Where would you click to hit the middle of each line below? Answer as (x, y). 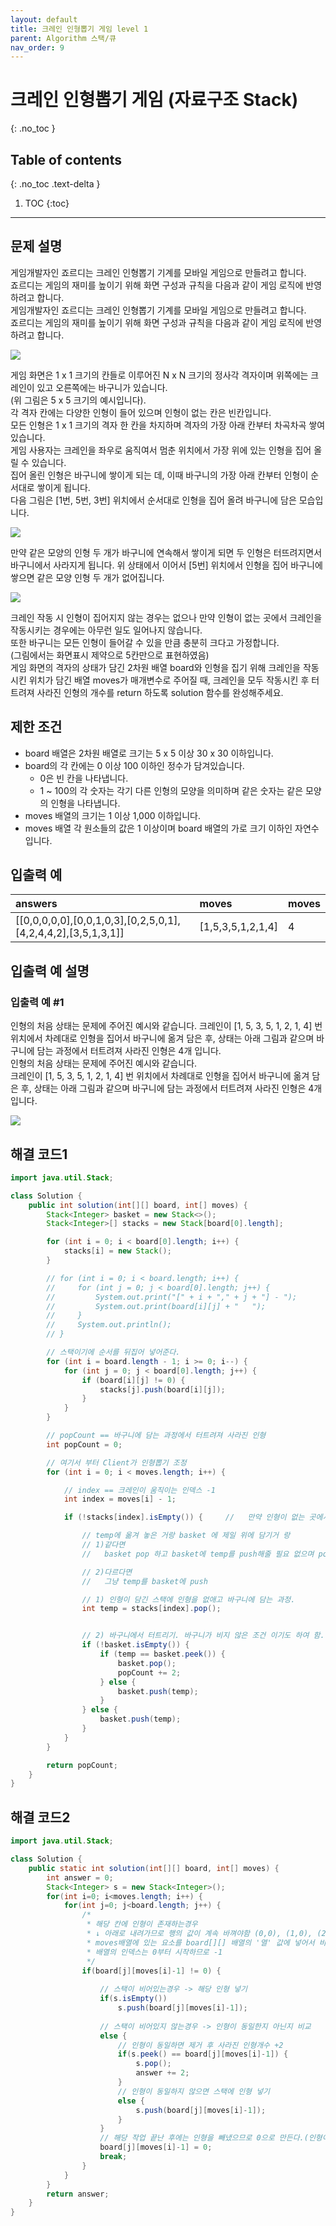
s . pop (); (153, 2064)
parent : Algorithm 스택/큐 (63, 38)
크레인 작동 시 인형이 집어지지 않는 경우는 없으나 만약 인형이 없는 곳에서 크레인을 (166, 617)
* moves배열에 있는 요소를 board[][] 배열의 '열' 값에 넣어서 (200, 1942)
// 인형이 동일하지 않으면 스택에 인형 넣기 (194, 2091)
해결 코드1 (39, 1154)
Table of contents (66, 159)
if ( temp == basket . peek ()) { (162, 1654)
